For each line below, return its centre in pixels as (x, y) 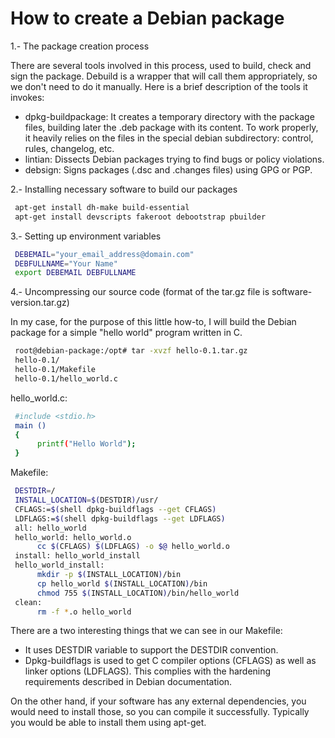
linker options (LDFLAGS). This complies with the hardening (148, 671)
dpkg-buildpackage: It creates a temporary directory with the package (169, 116)
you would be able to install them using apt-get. (108, 723)
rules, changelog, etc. (69, 148)
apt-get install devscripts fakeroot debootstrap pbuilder (140, 217)
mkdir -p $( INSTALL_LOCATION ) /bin (109, 575)
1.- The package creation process (80, 46)
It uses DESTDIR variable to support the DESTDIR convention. (151, 650)
